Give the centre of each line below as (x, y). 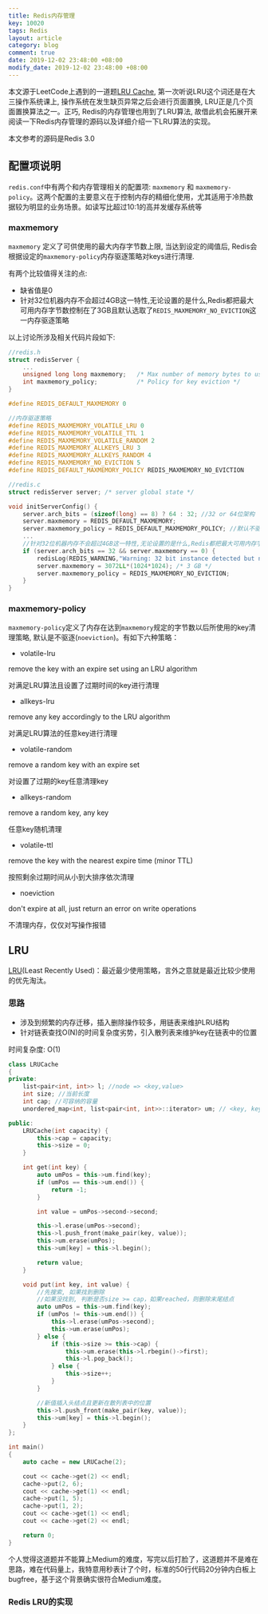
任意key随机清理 (35, 829)
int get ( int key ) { (55, 1167)
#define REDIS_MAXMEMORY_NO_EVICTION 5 (75, 463)
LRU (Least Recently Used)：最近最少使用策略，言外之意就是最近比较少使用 (132, 971)
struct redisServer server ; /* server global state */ (101, 492)
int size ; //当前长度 (56, 1094)
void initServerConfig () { (53, 507)
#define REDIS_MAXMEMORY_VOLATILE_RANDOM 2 (82, 440)
